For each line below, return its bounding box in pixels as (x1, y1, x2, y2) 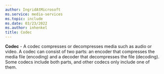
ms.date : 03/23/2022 (5, 21, 48, 26)
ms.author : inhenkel (5, 25, 48, 30)
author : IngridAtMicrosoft (5, 7, 61, 12)
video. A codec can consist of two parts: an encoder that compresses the (5, 49, 155, 54)
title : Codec (5, 30, 32, 35)
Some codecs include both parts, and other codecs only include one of (5, 59, 150, 65)
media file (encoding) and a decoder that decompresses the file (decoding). (5, 54, 160, 59)
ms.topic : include (5, 16, 43, 21)
